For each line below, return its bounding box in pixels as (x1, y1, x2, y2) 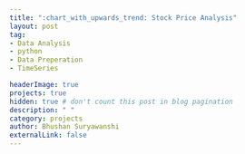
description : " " (9, 105, 75, 114)
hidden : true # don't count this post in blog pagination (9, 97, 233, 106)
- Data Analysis (9, 38, 71, 48)
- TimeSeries (9, 64, 59, 73)
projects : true (9, 88, 67, 98)
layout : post (9, 22, 59, 31)
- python (9, 47, 43, 56)
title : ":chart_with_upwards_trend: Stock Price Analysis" (9, 13, 238, 23)
